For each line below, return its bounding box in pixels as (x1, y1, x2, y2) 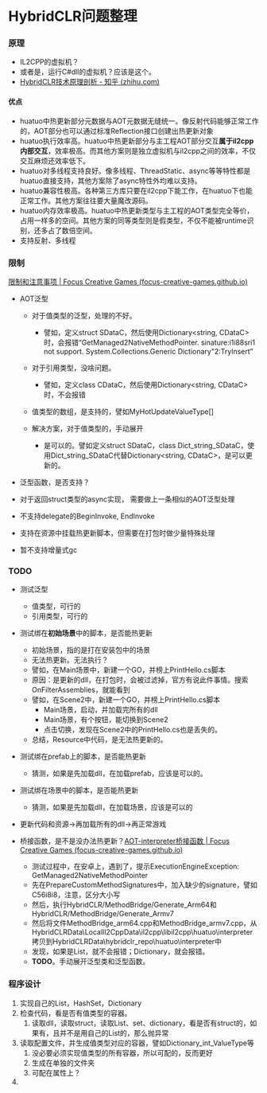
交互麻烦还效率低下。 (19, 156, 90, 166)
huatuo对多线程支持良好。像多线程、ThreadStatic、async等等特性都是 (19, 166, 251, 175)
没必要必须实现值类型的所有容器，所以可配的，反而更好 (31, 1048, 213, 1057)
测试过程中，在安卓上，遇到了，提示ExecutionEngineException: (31, 861, 240, 872)
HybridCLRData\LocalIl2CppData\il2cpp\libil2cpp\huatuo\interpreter (31, 927, 253, 937)
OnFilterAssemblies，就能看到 (31, 685, 130, 695)
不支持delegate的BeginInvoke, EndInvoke (19, 511, 155, 521)
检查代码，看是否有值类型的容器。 (19, 1008, 132, 1017)
